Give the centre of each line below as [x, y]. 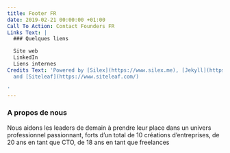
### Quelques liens [41, 39]
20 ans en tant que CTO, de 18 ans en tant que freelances [88, 142]
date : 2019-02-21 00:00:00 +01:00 [56, 20]
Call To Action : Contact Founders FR [61, 26]
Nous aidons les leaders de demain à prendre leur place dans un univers [109, 128]
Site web [26, 51]
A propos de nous [37, 113]
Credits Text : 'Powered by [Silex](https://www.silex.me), [93, 70]
